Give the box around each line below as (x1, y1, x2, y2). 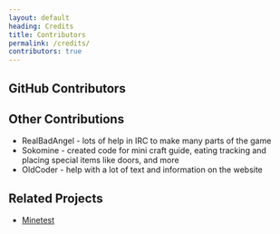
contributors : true (8, 47, 82, 56)
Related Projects (8, 190, 103, 206)
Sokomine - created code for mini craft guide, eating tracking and (21, 145, 266, 156)
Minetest (21, 215, 55, 226)
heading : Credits (8, 22, 74, 31)
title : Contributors (8, 30, 87, 39)
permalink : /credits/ (8, 38, 91, 48)
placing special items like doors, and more (21, 155, 179, 166)
